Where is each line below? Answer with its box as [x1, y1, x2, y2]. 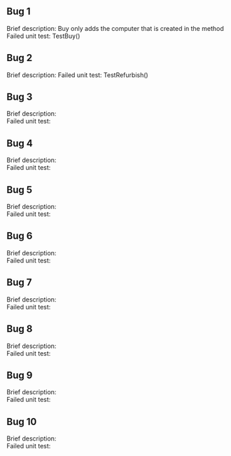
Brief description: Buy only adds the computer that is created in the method [6, 24, 225, 32]
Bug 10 [6, 415, 37, 427]
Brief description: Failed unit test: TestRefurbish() [6, 70, 148, 79]
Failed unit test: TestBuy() [6, 32, 80, 40]
